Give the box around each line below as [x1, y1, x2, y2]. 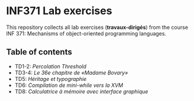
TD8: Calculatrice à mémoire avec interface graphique [14, 87, 148, 95]
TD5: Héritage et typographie [14, 75, 87, 82]
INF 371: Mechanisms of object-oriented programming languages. [6, 30, 167, 37]
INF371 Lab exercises [6, 4, 112, 18]
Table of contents [6, 47, 72, 57]
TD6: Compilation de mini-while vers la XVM [14, 82, 123, 89]
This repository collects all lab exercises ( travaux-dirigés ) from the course [6, 24, 188, 31]
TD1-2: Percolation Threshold [14, 63, 87, 70]
